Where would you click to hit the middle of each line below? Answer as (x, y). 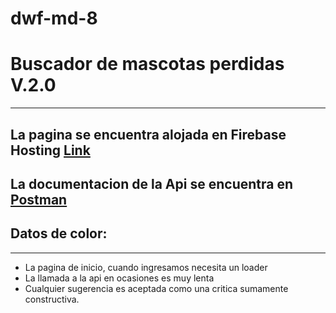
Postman (39, 199)
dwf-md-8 (54, 18)
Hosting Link (50, 150)
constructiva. (52, 299)
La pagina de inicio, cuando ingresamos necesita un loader (146, 267)
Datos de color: (59, 233)
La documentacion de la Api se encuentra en (151, 183)
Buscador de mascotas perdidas (147, 64)
